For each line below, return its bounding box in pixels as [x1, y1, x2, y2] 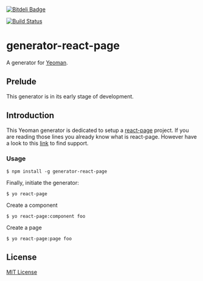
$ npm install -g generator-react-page [6, 168, 108, 175]
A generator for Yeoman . [6, 58, 68, 66]
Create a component [6, 201, 58, 209]
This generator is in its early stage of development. [6, 92, 134, 100]
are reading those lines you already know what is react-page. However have [6, 133, 198, 140]
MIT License [6, 268, 38, 276]
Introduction [6, 110, 55, 121]
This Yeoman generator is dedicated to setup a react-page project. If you [6, 127, 190, 134]
